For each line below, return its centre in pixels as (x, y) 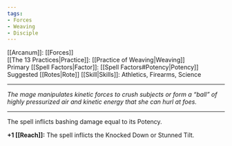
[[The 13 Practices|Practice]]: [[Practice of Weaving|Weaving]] (96, 60)
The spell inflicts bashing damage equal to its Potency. (85, 122)
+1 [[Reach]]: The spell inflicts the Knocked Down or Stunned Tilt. (101, 135)
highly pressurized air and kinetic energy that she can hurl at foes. (102, 102)
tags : (15, 13)
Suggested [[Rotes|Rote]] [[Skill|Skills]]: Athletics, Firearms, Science (104, 75)
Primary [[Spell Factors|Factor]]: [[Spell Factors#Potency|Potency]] (103, 67)
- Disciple (23, 33)
